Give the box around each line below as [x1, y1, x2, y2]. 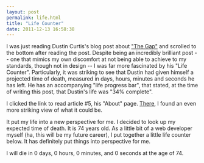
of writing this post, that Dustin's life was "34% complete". [6, 88, 153, 95]
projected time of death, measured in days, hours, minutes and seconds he [6, 75, 195, 82]
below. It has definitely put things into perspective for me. [6, 138, 151, 145]
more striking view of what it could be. [6, 106, 102, 114]
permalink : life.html [6, 15, 62, 21]
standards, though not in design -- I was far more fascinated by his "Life [6, 62, 188, 70]
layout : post [6, 9, 40, 15]
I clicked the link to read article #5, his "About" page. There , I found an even [6, 100, 197, 107]
